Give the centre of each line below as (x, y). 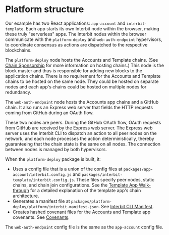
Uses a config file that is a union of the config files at (67, 169)
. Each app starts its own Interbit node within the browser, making (92, 28)
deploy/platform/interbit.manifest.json (55, 207)
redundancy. (18, 92)
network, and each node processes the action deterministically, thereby (80, 138)
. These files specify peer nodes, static (114, 179)
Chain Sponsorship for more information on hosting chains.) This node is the (84, 65)
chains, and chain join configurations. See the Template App (75, 185)
